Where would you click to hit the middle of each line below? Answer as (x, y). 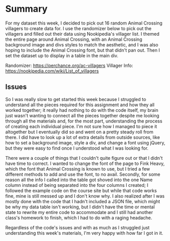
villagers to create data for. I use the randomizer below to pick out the (78, 28)
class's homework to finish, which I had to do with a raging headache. (79, 218)
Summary (26, 9)
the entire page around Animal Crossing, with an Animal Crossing (74, 39)
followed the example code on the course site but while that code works (81, 190)
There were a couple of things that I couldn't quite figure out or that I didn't (84, 158)
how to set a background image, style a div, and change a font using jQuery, (86, 142)
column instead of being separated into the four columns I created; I (77, 185)
